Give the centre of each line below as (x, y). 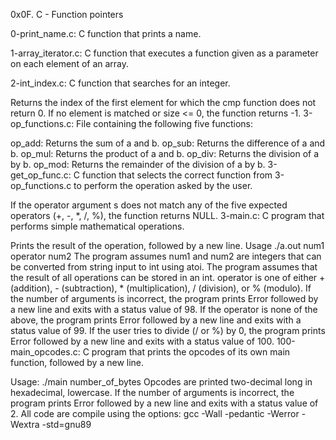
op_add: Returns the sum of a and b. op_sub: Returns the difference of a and (168, 143)
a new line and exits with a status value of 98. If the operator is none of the (164, 309)
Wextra (25, 424)
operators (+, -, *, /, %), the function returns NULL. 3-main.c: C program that (167, 215)
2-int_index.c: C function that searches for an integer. (120, 83)
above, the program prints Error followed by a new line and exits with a (156, 320)
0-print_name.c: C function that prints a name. (106, 33)
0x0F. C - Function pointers (67, 14)
